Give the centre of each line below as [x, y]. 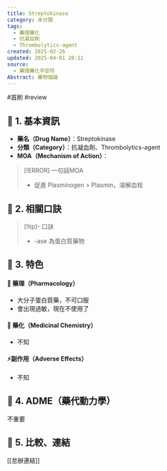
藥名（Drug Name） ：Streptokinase [66, 139]
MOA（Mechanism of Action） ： [63, 156]
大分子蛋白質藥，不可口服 [53, 300]
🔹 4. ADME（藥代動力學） [61, 401]
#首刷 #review [27, 97]
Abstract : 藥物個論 [33, 77]
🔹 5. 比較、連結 [39, 443]
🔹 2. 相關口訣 [34, 208]
